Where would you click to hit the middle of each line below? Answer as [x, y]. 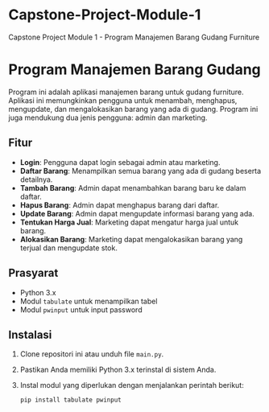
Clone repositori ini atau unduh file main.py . [92, 354]
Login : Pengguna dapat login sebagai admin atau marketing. [120, 162]
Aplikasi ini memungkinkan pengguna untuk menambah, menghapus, [123, 100]
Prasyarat [33, 273]
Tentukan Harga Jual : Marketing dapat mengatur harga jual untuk [129, 222]
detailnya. [36, 179]
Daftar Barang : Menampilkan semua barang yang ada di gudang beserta [141, 171]
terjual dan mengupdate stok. [69, 248]
